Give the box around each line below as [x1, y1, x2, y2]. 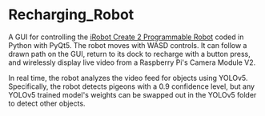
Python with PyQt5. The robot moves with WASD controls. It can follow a [8, 40, 247, 50]
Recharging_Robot [8, 6, 135, 24]
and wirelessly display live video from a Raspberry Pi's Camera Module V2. [8, 58, 256, 67]
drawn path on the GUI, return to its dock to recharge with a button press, [8, 49, 251, 58]
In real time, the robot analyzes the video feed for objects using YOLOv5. [8, 73, 248, 82]
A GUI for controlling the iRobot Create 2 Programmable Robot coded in [8, 32, 244, 42]
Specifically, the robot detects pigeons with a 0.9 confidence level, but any [8, 82, 255, 91]
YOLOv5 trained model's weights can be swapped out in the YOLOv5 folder [8, 90, 257, 99]
